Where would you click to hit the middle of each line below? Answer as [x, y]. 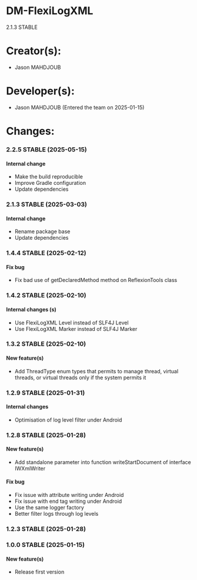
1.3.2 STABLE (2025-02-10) [46, 344]
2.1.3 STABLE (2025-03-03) [46, 204]
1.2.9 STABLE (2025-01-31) [46, 393]
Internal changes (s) [31, 309]
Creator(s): [34, 51]
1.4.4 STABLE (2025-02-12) [46, 253]
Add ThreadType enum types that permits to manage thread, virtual [96, 371]
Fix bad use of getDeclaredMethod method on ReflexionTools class [96, 280]
